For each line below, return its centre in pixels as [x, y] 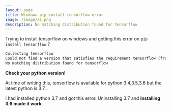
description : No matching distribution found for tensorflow [72, 24]
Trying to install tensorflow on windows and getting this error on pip [77, 39]
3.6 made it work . [24, 103]
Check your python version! [36, 73]
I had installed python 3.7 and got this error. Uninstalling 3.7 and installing [83, 98]
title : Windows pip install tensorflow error [54, 15]
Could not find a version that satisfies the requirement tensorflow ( [83, 59]
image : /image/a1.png [28, 19]
